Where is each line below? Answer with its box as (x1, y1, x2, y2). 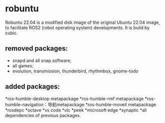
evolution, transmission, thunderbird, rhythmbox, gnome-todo (12, 68, 139, 74)
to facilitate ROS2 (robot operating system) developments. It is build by (5, 24, 150, 30)
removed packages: (5, 44, 68, 53)
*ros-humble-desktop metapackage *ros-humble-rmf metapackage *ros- (5, 95, 156, 102)
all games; (12, 62, 34, 68)
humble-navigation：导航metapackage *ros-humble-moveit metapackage (5, 101, 156, 107)
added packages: (5, 82, 60, 91)
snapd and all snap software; (12, 58, 72, 63)
